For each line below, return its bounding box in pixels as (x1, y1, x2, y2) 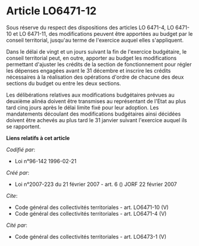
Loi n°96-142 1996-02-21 (14, 157, 77, 164)
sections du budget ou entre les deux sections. (6, 79, 121, 87)
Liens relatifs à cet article (6, 134, 70, 141)
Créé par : (6, 169, 30, 176)
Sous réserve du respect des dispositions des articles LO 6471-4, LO (6, 24, 174, 31)
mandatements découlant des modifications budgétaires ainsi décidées (6, 110, 181, 117)
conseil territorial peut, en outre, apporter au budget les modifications (6, 54, 177, 61)
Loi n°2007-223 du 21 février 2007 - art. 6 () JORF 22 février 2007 (14, 180, 177, 188)
